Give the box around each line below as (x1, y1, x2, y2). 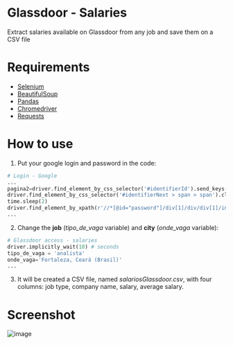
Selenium (17, 82, 44, 91)
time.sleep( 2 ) (7, 198, 49, 205)
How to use (7, 136, 74, 152)
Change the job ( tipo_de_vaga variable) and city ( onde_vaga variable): (17, 223, 219, 231)
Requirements (7, 60, 90, 76)
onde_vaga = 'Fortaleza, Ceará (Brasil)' (7, 256, 123, 263)
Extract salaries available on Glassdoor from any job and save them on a (7, 28, 214, 36)
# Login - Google (7, 172, 58, 179)
